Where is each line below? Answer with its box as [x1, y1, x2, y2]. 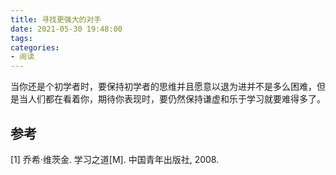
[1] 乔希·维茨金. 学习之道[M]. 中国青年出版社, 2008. [10, 153, 220, 165]
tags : [10, 33, 33, 43]
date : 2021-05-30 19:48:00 [10, 24, 123, 34]
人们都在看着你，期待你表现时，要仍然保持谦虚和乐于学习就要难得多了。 [27, 93, 326, 105]
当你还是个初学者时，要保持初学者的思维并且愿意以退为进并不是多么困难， [10, 81, 317, 93]
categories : [10, 42, 60, 53]
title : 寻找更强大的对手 [10, 14, 102, 25]
